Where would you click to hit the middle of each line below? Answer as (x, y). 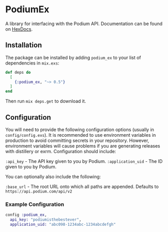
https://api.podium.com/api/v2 (39, 191)
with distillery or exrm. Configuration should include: (61, 151)
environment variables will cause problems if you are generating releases (83, 146)
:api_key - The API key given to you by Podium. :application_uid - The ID (84, 161)
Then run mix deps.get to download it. (46, 101)
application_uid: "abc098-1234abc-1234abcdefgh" (63, 224)
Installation (24, 45)
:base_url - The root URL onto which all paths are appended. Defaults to (82, 186)
